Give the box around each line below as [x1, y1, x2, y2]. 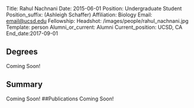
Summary [6, 79, 43, 90]
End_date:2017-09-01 [6, 30, 58, 37]
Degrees [6, 47, 38, 57]
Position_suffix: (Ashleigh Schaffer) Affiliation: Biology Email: [6, 11, 153, 18]
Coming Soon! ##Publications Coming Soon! [6, 95, 114, 102]
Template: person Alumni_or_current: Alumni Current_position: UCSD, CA [6, 23, 183, 31]
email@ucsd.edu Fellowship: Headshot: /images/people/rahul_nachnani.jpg [6, 18, 189, 24]
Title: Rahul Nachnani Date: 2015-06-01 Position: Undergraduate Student [6, 5, 182, 12]
